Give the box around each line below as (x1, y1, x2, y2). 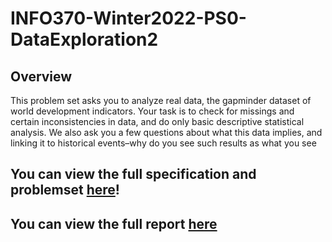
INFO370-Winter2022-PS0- (10, 7, 247, 30)
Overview (10, 68, 73, 85)
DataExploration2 (10, 28, 159, 51)
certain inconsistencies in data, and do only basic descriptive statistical (10, 116, 305, 127)
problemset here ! (10, 182, 120, 199)
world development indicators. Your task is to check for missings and (10, 105, 295, 117)
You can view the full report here (10, 215, 218, 232)
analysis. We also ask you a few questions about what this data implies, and (10, 127, 323, 138)
